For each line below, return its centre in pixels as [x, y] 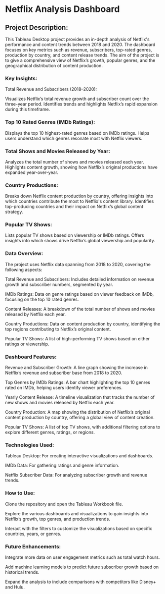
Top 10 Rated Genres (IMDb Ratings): [50, 122]
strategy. [14, 212]
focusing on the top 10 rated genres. [42, 299]
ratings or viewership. [27, 344]
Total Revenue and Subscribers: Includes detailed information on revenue [80, 279]
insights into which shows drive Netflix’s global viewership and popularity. [80, 241]
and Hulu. [15, 587]
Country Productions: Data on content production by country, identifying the [83, 324]
